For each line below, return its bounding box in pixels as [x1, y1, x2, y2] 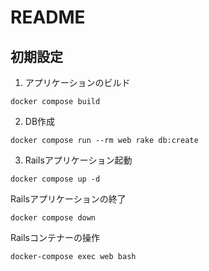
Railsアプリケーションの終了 [10, 193, 127, 205]
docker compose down [10, 213, 97, 223]
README [10, 6, 86, 29]
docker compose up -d [10, 174, 101, 184]
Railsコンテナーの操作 [10, 232, 100, 243]
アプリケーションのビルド [24, 77, 131, 88]
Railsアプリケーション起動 [24, 154, 133, 166]
